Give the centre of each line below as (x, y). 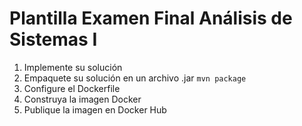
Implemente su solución (73, 67)
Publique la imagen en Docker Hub (95, 109)
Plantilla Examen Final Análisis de (151, 18)
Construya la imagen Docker (82, 99)
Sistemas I (53, 39)
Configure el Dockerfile (72, 88)
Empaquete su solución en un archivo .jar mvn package (135, 78)
